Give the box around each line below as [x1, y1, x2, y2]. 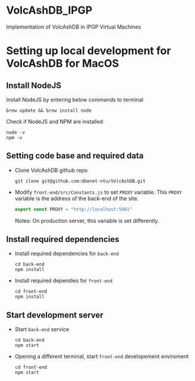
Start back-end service [14, 326, 70, 333]
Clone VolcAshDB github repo [14, 166, 88, 174]
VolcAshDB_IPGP [6, 4, 93, 17]
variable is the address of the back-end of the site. [14, 194, 139, 202]
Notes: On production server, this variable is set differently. [14, 217, 159, 224]
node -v [6, 129, 26, 136]
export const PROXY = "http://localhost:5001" [14, 206, 133, 212]
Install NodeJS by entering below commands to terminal [6, 96, 144, 103]
